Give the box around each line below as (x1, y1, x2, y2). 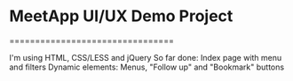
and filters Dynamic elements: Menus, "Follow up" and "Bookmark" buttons (9, 62, 285, 72)
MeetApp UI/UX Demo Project (9, 6, 234, 26)
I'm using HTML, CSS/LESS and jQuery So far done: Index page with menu (9, 52, 282, 63)
